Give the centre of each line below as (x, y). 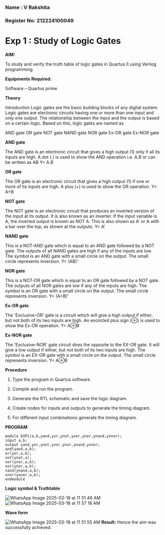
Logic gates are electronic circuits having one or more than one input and (80, 113)
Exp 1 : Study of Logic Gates (63, 41)
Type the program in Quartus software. (52, 379)
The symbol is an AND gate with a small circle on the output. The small (77, 256)
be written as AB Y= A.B (29, 162)
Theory (13, 98)
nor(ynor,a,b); (21, 466)
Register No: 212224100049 (39, 20)
